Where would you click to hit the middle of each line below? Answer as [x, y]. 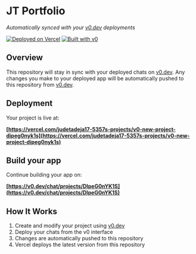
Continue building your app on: [44, 175]
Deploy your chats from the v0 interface [64, 232]
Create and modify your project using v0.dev [70, 226]
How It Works [32, 211]
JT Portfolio [36, 11]
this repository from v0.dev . [40, 84]
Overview [25, 58]
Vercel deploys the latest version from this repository [80, 244]
